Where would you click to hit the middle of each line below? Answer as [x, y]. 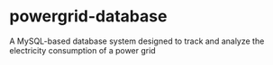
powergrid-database [88, 16]
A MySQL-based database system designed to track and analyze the [137, 41]
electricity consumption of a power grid [82, 50]
